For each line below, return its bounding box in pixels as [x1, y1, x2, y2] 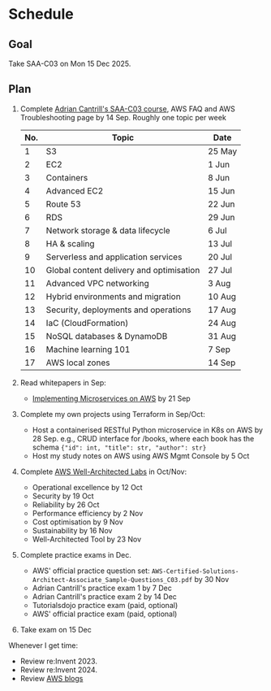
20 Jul [208, 251, 233, 263]
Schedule [8, 5, 75, 24]
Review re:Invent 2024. [19, 664, 97, 675]
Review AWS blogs [19, 673, 84, 683]
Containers [45, 172, 88, 183]
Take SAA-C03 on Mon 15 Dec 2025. [8, 59, 131, 68]
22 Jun [208, 198, 235, 210]
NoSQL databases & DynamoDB [45, 330, 168, 341]
